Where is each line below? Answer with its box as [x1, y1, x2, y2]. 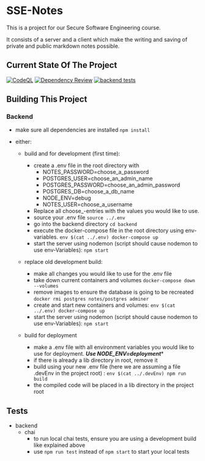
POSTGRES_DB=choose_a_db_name [42, 188, 135, 195]
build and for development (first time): [24, 150, 121, 157]
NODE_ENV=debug [42, 194, 91, 202]
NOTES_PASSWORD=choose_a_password [42, 168, 149, 176]
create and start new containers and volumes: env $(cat [33, 301, 176, 309]
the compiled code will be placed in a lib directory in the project [33, 381, 194, 389]
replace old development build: [24, 258, 103, 266]
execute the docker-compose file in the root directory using [33, 227, 184, 234]
